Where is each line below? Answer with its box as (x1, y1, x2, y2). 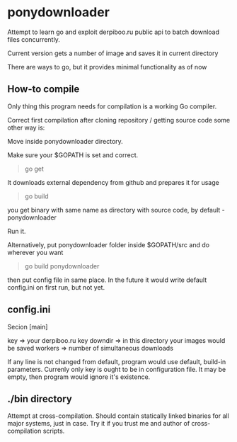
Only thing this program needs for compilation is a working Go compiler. (7, 102, 217, 110)
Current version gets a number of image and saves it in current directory (7, 49, 219, 57)
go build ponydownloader (24, 261, 100, 270)
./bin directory (7, 392, 72, 404)
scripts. (42, 426, 65, 436)
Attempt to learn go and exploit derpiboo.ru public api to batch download (7, 28, 220, 36)
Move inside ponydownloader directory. (7, 137, 124, 145)
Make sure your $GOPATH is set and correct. (7, 150, 139, 159)
